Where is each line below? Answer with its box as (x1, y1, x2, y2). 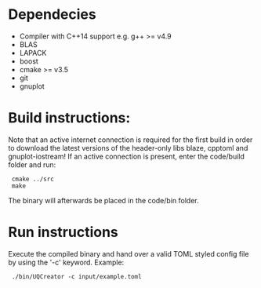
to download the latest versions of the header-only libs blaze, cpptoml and (8, 143, 248, 152)
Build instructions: (8, 109, 131, 127)
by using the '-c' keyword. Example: (8, 257, 125, 267)
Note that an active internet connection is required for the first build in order (8, 135, 253, 144)
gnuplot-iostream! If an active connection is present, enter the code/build (8, 151, 245, 161)
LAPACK (19, 48, 47, 57)
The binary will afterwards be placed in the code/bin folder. (8, 195, 199, 205)
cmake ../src (11, 175, 55, 183)
